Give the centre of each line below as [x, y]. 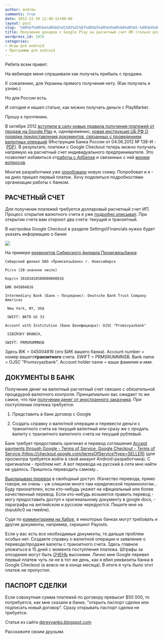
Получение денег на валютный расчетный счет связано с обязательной [80, 389]
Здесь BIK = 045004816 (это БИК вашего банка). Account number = [75, 352]
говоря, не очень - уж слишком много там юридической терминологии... [81, 484]
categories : [17, 41]
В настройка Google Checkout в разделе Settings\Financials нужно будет [80, 229]
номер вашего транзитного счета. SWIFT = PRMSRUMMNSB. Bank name [80, 357]
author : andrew [20, 10]
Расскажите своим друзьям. [35, 631]
